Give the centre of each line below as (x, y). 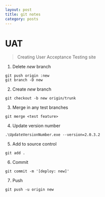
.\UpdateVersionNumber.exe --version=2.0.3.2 (52, 135)
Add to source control (34, 144)
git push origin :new (27, 76)
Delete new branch (31, 67)
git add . (15, 153)
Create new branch (32, 89)
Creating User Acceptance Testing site (56, 57)
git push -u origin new (30, 190)
